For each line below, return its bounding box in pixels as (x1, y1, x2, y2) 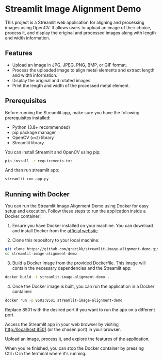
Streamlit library (12, 139, 44, 145)
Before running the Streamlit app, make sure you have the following (5, 109, 140, 115)
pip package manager (12, 129, 56, 135)
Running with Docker (5, 190, 70, 198)
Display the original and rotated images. (12, 77, 92, 83)
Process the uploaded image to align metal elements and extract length (12, 67, 155, 73)
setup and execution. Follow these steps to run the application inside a (5, 208, 146, 214)
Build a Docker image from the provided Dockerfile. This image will (12, 260, 146, 266)
